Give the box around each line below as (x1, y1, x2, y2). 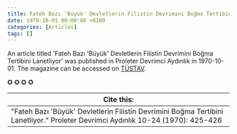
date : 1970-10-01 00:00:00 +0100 (7, 17, 106, 24)
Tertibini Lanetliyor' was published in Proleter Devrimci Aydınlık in (7, 57, 197, 66)
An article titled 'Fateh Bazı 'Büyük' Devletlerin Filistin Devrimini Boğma (7, 49, 214, 58)
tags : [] (7, 30, 33, 37)
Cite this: (103, 95, 134, 104)
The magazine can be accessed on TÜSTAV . (17, 64, 147, 73)
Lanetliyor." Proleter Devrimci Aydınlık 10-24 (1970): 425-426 (11, 116, 222, 126)
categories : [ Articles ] (7, 23, 78, 30)
